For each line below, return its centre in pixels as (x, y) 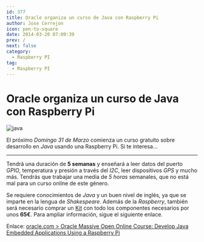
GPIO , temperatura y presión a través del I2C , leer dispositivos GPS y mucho (102, 170)
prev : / (16, 40)
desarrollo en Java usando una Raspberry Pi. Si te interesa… (82, 147)
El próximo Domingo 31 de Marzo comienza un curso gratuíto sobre (90, 140)
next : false (21, 46)
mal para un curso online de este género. (58, 184)
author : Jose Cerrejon (35, 23)
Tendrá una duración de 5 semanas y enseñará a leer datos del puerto (95, 164)
